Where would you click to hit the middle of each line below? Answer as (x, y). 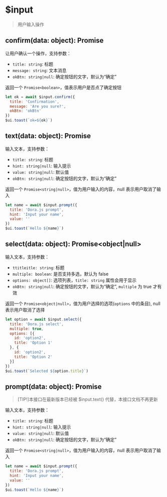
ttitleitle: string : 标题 (38, 267)
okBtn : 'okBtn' (26, 111)
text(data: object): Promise (48, 136)
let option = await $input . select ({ (43, 319)
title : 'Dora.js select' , (37, 324)
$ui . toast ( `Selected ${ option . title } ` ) (47, 371)
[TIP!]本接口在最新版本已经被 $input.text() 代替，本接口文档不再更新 (88, 399)
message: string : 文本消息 (39, 70)
